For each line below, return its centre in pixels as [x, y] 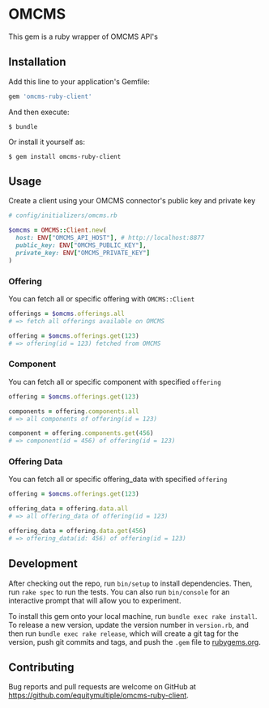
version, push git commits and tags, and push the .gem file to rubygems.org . [135, 642]
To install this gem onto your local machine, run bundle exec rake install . [133, 616]
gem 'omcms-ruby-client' [50, 96]
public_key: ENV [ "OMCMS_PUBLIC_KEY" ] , [81, 245]
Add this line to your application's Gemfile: [79, 81]
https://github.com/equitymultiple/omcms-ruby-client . [98, 695]
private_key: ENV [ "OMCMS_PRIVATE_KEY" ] [83, 253]
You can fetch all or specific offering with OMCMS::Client [102, 299]
